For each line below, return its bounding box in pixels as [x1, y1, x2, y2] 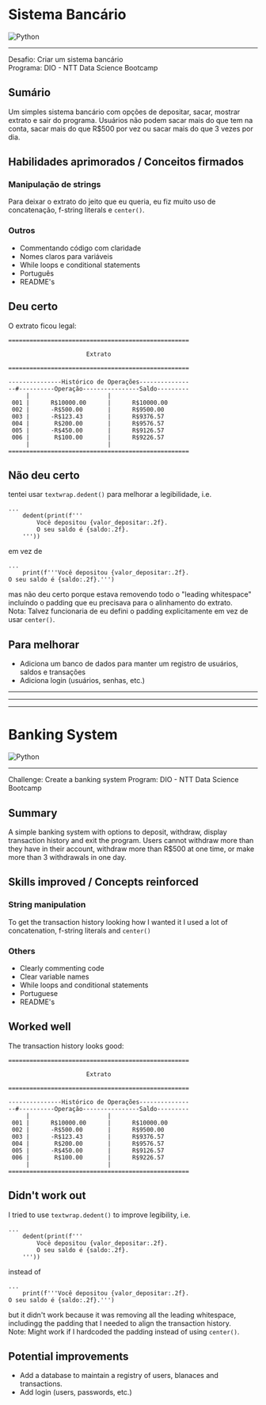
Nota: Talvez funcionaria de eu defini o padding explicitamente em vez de [8, 606, 249, 616]
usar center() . [8, 615, 55, 624]
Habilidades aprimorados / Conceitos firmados [8, 155, 244, 169]
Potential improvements [8, 1350, 129, 1363]
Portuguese [19, 988, 58, 998]
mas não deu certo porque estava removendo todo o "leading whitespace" [8, 590, 252, 599]
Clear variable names [19, 972, 89, 981]
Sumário [8, 86, 51, 100]
